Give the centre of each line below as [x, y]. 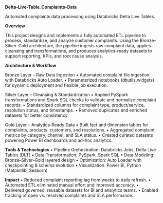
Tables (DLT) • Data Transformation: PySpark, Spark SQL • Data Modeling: [80, 155]
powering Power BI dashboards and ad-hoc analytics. [59, 140]
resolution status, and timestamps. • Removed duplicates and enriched [76, 110]
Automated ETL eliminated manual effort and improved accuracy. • [72, 185]
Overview [15, 26]
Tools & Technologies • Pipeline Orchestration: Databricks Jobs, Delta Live [81, 150]
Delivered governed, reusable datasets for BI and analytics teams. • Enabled [81, 190]
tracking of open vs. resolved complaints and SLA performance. [69, 195]
